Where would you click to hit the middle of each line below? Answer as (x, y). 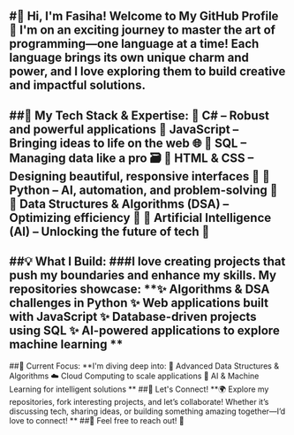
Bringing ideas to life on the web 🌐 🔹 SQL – (128, 143)
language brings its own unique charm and (129, 58)
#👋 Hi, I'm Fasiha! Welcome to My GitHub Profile (144, 16)
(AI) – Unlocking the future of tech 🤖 (109, 231)
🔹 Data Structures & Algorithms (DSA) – (119, 204)
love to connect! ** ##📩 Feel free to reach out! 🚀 (97, 420)
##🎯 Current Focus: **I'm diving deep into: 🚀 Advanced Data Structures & (144, 366)
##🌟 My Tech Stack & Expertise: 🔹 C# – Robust (139, 115)
